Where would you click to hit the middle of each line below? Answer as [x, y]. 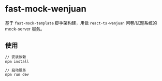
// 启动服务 [16, 70]
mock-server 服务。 [25, 29]
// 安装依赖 [16, 57]
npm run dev [17, 75]
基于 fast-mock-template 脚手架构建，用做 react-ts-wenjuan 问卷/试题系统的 [81, 23]
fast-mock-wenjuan [46, 9]
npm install [17, 61]
